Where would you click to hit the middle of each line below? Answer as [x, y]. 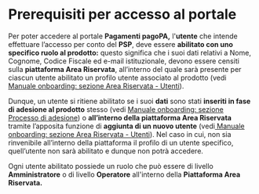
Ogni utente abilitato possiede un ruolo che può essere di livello [111, 166]
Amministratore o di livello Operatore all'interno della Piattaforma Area [124, 174]
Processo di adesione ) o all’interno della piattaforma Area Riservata [120, 117]
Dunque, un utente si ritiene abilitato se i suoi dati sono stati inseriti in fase [129, 101]
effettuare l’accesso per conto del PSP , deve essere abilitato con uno [121, 44]
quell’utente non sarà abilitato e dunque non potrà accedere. [106, 151]
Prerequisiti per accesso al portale [122, 14]
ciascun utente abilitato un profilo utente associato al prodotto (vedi [117, 77]
